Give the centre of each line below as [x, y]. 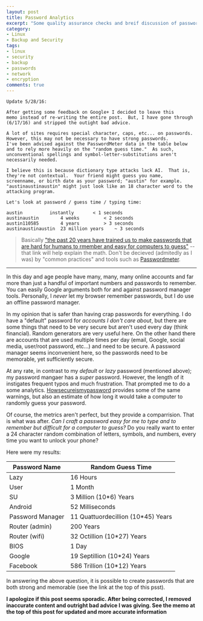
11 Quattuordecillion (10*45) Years [121, 517]
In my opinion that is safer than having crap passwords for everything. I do [99, 314]
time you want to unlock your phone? [52, 440]
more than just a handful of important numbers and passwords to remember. [101, 283]
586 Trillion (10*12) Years [108, 566]
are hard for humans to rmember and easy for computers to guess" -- [108, 246]
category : [19, 29]
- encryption [23, 79]
